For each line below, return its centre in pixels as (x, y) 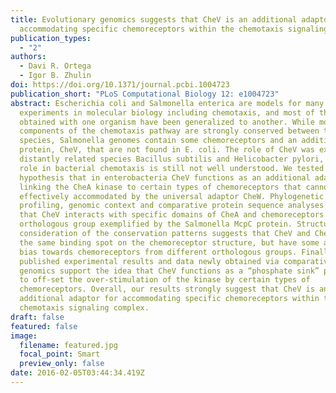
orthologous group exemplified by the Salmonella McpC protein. (156, 224)
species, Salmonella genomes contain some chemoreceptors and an (158, 141)
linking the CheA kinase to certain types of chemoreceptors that (160, 187)
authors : (28, 57)
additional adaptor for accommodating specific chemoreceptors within (169, 299)
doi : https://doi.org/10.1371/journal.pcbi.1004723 (120, 85)
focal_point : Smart (60, 354)
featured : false (44, 326)
